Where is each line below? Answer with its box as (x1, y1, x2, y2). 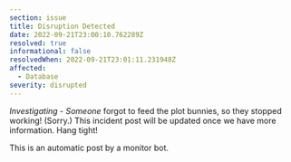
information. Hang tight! (9, 124, 98, 136)
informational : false (9, 47, 92, 56)
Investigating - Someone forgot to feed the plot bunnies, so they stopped (9, 105, 283, 116)
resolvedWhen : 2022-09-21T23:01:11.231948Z (9, 55, 177, 64)
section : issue (9, 13, 67, 23)
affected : (9, 64, 47, 73)
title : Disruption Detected (9, 22, 116, 31)
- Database (17, 72, 59, 81)
